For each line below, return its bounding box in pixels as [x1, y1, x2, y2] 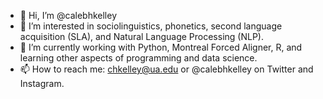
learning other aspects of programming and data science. [19, 52, 258, 64]
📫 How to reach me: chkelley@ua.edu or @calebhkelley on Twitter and [19, 63, 314, 75]
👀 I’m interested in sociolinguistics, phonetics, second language [19, 20, 283, 32]
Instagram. [19, 78, 65, 89]
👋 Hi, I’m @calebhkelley [19, 10, 117, 21]
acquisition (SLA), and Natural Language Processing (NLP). [19, 31, 264, 42]
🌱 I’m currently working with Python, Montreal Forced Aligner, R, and [19, 41, 303, 53]
